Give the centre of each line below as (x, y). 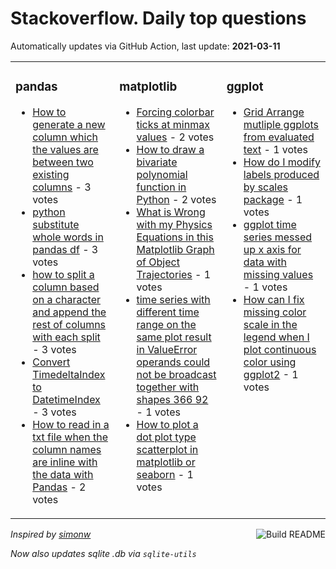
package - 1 (273, 199)
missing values (278, 274)
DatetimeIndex (66, 399)
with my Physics (174, 224)
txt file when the (70, 437)
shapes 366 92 (172, 399)
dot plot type (166, 437)
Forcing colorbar (175, 112)
